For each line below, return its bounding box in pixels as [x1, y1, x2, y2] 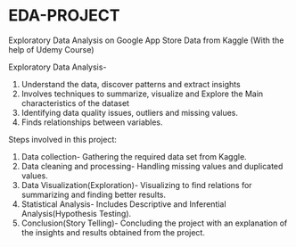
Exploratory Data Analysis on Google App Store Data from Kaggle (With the [8, 35, 284, 45]
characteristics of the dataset [21, 97, 130, 108]
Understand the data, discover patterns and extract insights [21, 78, 242, 89]
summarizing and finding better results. [21, 189, 167, 200]
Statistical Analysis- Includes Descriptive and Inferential [21, 198, 226, 210]
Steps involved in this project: [8, 134, 118, 144]
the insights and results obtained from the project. [21, 226, 206, 237]
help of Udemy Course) [8, 44, 95, 54]
